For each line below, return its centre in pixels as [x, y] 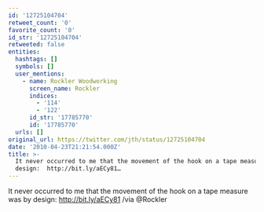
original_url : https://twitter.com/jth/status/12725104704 [107, 139]
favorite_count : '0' [42, 30]
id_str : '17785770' [60, 118]
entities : [24, 52]
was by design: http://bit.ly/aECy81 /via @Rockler [88, 199]
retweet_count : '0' [40, 23]
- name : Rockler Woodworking [70, 81]
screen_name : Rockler [64, 88]
